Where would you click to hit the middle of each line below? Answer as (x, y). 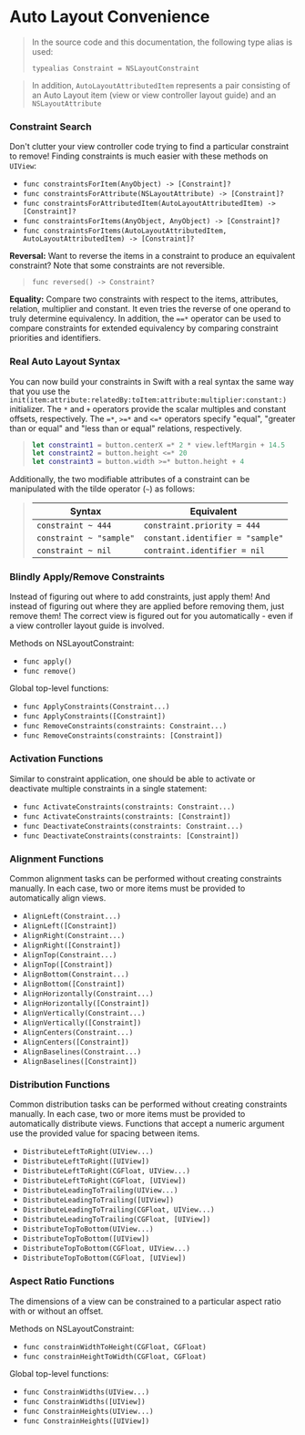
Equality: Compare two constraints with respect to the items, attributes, (144, 299)
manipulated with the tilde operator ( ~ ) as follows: (102, 489)
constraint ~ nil (74, 551)
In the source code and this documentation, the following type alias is (162, 42)
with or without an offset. (56, 1311)
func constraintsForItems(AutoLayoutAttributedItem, (125, 231)
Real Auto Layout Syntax (65, 362)
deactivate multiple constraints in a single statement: (108, 788)
